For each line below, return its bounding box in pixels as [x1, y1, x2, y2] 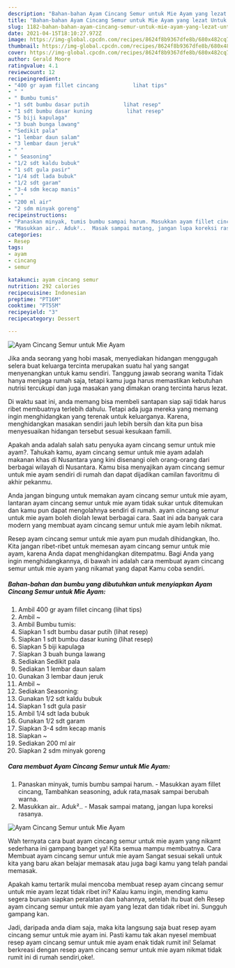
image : [8, 36, 27, 43]
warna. [17, 795, 38, 803]
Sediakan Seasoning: [17, 686, 79, 695]
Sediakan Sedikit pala [17, 657, 81, 665]
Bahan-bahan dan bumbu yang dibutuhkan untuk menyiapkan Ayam [8, 580, 213, 588]
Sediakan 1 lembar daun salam [17, 665, 106, 673]
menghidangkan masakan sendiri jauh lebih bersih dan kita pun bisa [8, 419, 203, 428]
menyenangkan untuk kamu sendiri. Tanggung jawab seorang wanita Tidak [8, 368, 224, 377]
